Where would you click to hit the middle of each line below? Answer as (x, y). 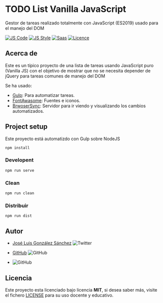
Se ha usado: (19, 85)
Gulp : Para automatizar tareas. (43, 95)
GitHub (20, 253)
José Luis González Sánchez (42, 243)
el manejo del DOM (25, 28)
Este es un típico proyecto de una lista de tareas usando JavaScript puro (80, 65)
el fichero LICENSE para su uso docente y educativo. (59, 295)
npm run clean (20, 193)
